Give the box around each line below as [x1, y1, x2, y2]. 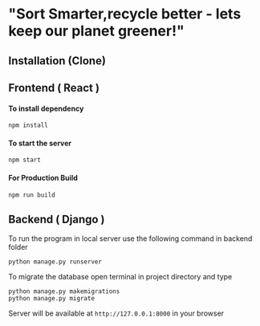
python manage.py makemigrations [8, 287, 120, 295]
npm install [8, 121, 48, 129]
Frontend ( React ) [8, 81, 100, 95]
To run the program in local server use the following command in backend [8, 234, 253, 243]
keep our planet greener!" [8, 22, 185, 40]
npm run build [8, 190, 56, 199]
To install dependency [8, 104, 84, 113]
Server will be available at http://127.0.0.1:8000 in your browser [8, 308, 225, 318]
